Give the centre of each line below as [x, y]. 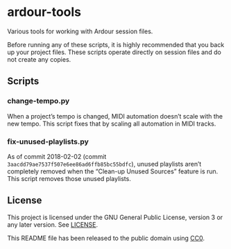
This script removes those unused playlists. [69, 178]
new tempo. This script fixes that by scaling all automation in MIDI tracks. [112, 123]
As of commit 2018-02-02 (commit [57, 156]
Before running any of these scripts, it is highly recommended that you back [116, 44]
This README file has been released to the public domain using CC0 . [106, 238]
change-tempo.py [38, 101]
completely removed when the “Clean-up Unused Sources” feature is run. [113, 171]
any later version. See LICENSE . [53, 224]
